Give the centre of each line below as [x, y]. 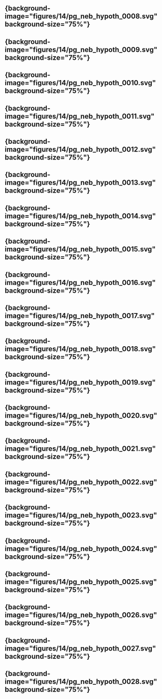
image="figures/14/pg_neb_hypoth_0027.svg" [80, 648]
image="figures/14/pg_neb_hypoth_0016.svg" [80, 282]
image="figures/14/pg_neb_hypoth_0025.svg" [81, 582]
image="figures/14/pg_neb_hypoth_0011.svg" [80, 116]
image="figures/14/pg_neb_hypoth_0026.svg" [81, 615]
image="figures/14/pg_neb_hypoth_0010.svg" [80, 83]
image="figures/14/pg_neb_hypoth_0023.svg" [81, 515]
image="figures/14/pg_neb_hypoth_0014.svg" [80, 216]
